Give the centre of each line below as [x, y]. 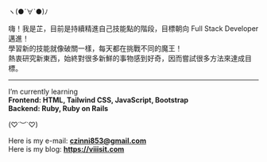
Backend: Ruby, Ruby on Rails [58, 108]
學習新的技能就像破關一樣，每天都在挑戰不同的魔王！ [95, 48]
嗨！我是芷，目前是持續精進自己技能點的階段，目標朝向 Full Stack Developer [133, 29]
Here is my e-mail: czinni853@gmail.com [77, 141]
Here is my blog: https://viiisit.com [66, 149]
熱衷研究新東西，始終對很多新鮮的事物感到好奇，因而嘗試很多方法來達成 [126, 58]
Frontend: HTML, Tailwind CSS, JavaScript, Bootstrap [99, 100]
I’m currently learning [43, 91]
